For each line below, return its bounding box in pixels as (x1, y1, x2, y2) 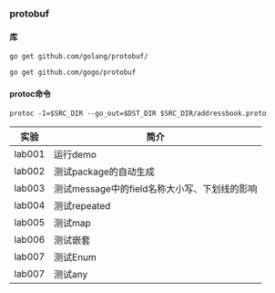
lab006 (14, 234, 46, 246)
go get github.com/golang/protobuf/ (9, 52, 148, 61)
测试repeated (53, 200, 111, 213)
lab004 (14, 199, 46, 212)
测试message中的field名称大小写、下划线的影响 (53, 183, 258, 195)
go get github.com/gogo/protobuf (9, 68, 137, 78)
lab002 (14, 165, 46, 178)
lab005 (14, 216, 46, 229)
